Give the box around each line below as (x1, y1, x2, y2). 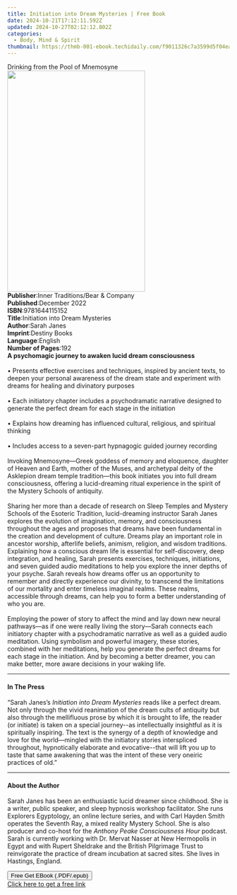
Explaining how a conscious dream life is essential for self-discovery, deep (7, 547, 224, 555)
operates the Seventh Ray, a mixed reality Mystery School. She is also (7, 819, 210, 828)
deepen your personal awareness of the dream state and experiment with (7, 374, 221, 382)
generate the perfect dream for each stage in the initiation (7, 404, 176, 412)
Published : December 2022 (7, 299, 87, 307)
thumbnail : (7, 43, 39, 50)
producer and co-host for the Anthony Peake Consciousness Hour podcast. (7, 827, 228, 836)
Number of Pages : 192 (7, 344, 72, 352)
